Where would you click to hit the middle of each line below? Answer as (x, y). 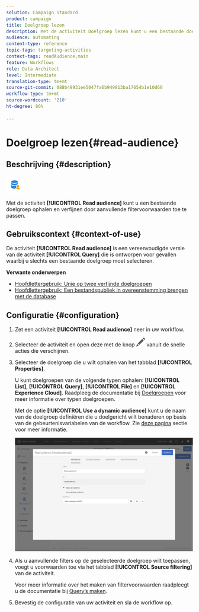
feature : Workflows (30, 62)
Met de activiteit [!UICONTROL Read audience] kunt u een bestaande (91, 203)
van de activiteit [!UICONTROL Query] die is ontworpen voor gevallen (91, 254)
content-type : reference (37, 44)
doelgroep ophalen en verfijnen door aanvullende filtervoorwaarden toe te (97, 209)
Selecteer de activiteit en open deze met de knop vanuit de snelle (100, 345)
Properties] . (30, 369)
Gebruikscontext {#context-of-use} (74, 234)
